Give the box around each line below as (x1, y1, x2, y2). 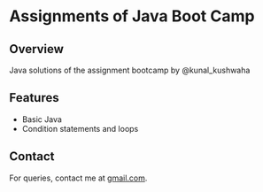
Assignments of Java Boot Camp (9, 6, 255, 27)
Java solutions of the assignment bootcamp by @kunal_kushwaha (9, 65, 251, 75)
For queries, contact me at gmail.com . (9, 173, 148, 183)
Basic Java (21, 113, 62, 125)
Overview (9, 42, 65, 57)
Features (9, 90, 59, 105)
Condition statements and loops (21, 123, 139, 134)
